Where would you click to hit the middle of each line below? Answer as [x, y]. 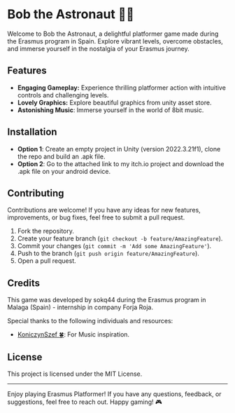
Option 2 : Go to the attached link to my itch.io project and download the [121, 163]
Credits [24, 283]
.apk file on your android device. [64, 171]
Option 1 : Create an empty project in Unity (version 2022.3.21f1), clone [119, 149]
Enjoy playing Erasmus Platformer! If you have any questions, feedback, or [114, 394]
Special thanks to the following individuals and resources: [90, 321]
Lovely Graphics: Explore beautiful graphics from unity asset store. [114, 102]
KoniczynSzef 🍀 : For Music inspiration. [73, 334]
